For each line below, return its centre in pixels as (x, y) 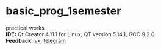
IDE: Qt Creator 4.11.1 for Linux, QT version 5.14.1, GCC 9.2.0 (80, 34)
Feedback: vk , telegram (36, 40)
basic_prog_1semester (63, 11)
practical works (25, 28)
